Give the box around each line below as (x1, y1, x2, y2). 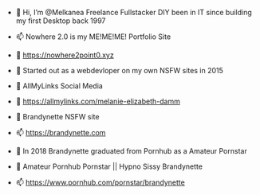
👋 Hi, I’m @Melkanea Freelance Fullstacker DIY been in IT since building (15, 8, 253, 17)
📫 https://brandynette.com (15, 128, 106, 137)
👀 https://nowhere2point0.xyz (15, 50, 114, 60)
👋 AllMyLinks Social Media (15, 81, 104, 91)
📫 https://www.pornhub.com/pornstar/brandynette (15, 177, 185, 187)
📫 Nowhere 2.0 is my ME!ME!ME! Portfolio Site (15, 32, 171, 41)
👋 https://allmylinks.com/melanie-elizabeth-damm (15, 96, 181, 106)
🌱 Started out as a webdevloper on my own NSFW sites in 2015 (15, 66, 223, 75)
